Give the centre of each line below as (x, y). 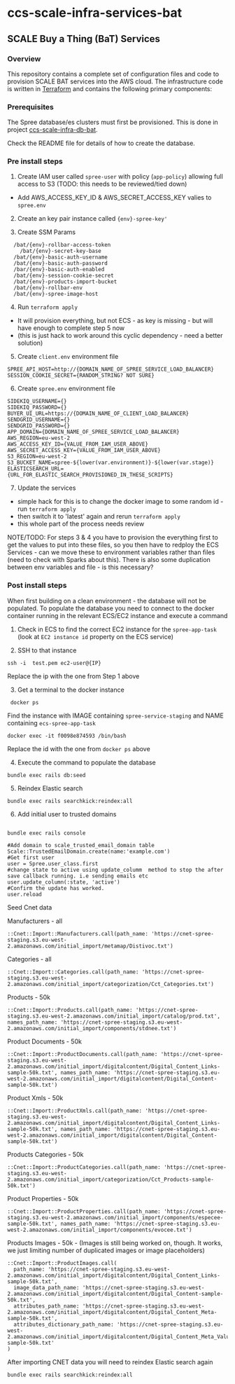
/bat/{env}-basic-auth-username (61, 257)
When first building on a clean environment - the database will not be (107, 601)
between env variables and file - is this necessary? (80, 567)
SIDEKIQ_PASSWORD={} (37, 408)
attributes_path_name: (47, 1306)
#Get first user (31, 857)
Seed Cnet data (30, 907)
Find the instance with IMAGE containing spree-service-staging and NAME (115, 715)
